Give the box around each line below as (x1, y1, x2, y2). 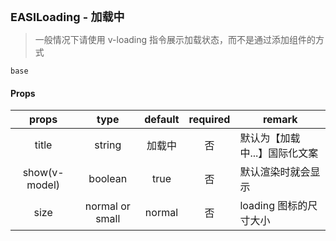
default (144, 113, 180, 127)
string (94, 138, 122, 152)
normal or (84, 199, 131, 213)
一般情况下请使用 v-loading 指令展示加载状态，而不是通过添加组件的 (34, 34, 317, 45)
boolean (88, 172, 128, 186)
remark (262, 113, 298, 127)
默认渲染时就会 (239, 165, 311, 179)
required (188, 113, 231, 127)
